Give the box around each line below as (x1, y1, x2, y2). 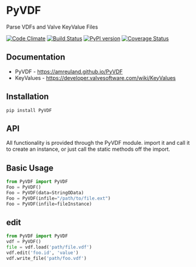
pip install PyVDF (6, 107, 52, 113)
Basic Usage (6, 163, 54, 173)
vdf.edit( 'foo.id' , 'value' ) (6, 250, 79, 256)
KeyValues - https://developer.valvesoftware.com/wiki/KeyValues (14, 74, 176, 81)
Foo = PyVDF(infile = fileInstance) (6, 201, 93, 207)
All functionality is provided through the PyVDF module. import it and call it (6, 139, 190, 147)
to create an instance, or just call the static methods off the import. (6, 145, 170, 153)
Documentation (6, 52, 66, 63)
